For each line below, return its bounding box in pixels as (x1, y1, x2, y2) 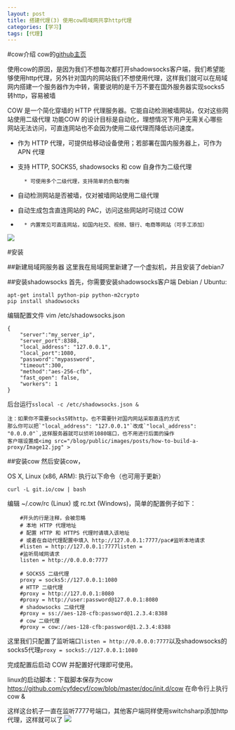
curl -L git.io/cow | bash (7, 486, 86, 493)
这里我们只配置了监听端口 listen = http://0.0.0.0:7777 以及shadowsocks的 (7, 637, 228, 646)
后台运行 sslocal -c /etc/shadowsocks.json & (7, 400, 139, 409)
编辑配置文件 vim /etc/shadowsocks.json (7, 311, 126, 320)
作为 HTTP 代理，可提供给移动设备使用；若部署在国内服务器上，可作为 (17, 139, 222, 148)
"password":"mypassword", (20, 356, 96, 363)
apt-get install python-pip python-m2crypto (7, 292, 140, 299)
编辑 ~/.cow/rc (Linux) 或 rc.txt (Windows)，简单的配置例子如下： (7, 499, 196, 508)
